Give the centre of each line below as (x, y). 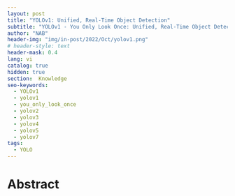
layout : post (26, 14)
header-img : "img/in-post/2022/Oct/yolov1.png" (78, 40)
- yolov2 (26, 111)
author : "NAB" (28, 33)
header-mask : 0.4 (33, 53)
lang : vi (20, 59)
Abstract (33, 184)
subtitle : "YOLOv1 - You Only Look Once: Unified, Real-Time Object (109, 27)
